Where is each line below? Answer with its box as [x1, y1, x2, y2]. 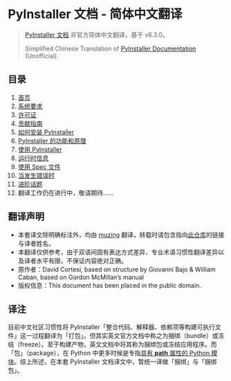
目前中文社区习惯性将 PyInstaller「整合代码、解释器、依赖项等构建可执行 [8, 323, 215, 331]
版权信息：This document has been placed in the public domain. [17, 281, 201, 290]
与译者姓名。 [17, 239, 55, 247]
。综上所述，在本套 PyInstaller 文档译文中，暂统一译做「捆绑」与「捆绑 [14, 357, 217, 366]
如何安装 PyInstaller [17, 127, 75, 136]
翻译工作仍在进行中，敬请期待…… [17, 188, 113, 197]
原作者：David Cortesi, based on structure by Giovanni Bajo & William [17, 265, 216, 274]
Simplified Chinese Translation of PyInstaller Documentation [24, 44, 196, 53]
